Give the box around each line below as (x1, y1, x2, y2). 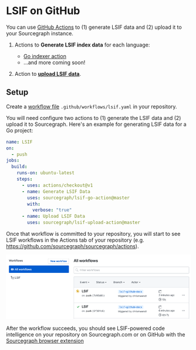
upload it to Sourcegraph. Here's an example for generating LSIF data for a (6, 121, 187, 128)
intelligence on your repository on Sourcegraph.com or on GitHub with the (6, 331, 185, 338)
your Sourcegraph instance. (6, 29, 73, 36)
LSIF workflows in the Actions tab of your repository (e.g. (6, 236, 145, 244)
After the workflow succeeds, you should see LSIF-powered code (6, 325, 165, 332)
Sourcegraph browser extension (6, 337, 84, 344)
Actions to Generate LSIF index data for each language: (14, 41, 150, 48)
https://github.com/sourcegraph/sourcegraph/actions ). (6, 243, 139, 249)
